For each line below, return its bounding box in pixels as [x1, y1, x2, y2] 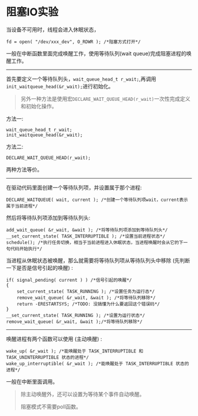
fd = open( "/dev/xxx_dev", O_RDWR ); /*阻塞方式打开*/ [6, 39, 141, 45]
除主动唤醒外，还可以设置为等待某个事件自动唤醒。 [20, 390, 145, 398]
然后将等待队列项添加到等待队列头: [6, 214, 91, 221]
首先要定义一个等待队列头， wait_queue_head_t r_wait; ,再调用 [6, 75, 157, 82]
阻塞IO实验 [6, 5, 59, 19]
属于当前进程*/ [6, 203, 38, 209]
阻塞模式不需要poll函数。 [20, 403, 81, 410]
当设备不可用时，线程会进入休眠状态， [6, 26, 99, 33]
